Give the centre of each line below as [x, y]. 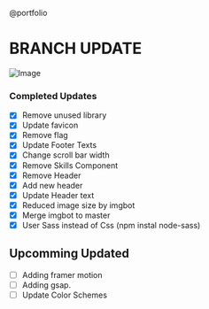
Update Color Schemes [65, 295]
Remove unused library [64, 115]
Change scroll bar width [66, 155]
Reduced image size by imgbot [78, 205]
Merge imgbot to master [66, 215]
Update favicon [50, 125]
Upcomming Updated [70, 254]
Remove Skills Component [70, 165]
